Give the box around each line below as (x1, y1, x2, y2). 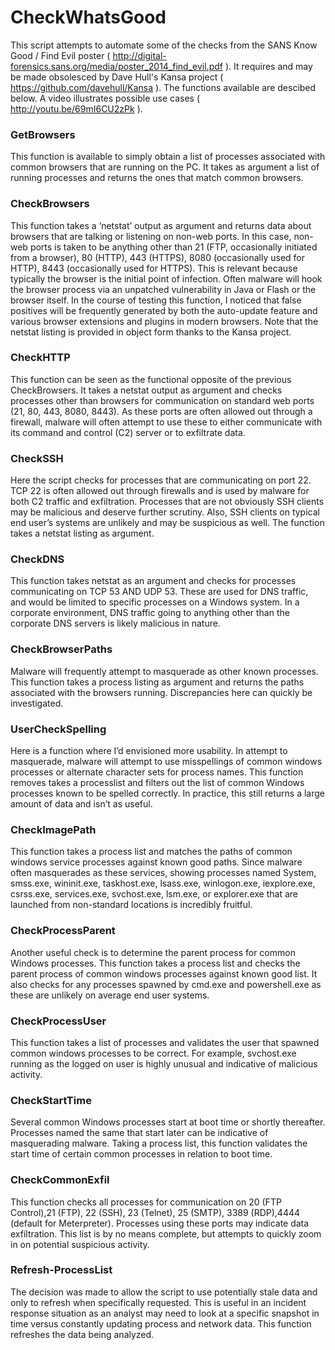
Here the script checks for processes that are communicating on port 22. (10, 474, 312, 486)
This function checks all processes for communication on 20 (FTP (10, 1196, 282, 1208)
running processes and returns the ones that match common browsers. (10, 172, 304, 184)
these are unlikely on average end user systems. (10, 989, 210, 1001)
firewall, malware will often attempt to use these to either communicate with (10, 416, 323, 428)
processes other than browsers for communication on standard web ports (10, 394, 315, 406)
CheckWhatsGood (10, 6, 167, 29)
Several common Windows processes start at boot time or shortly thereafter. (10, 1116, 326, 1128)
